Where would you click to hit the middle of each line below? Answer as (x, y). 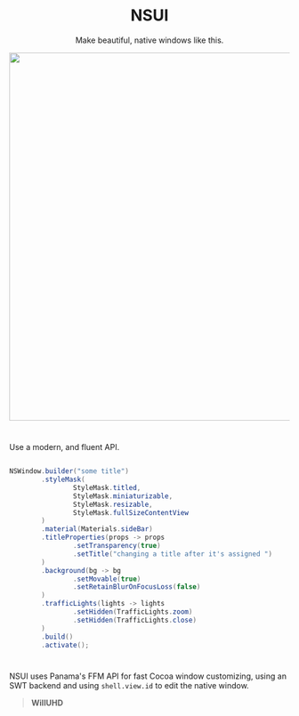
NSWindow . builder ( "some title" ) (69, 471)
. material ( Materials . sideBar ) (97, 529)
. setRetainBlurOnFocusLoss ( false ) (137, 587)
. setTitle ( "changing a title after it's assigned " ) (173, 554)
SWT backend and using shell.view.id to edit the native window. (129, 685)
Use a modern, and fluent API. (65, 447)
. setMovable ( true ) (107, 579)
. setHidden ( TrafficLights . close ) (135, 620)
